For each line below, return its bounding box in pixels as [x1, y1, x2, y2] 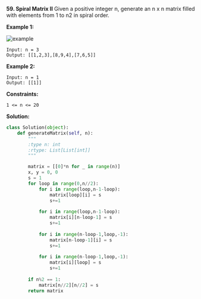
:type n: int [28, 141, 61, 147]
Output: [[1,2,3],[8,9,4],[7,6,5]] [6, 52, 96, 58]
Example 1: [6, 24, 35, 30]
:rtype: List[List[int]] [28, 147, 91, 153]
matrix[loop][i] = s [49, 192, 102, 198]
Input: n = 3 [6, 47, 39, 53]
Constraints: [6, 90, 39, 98]
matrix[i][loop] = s [49, 260, 102, 266]
